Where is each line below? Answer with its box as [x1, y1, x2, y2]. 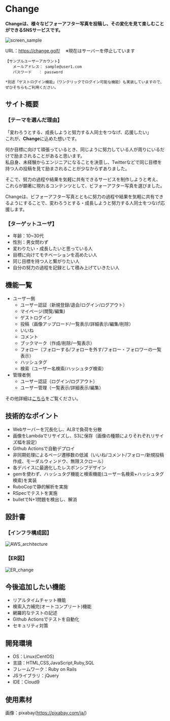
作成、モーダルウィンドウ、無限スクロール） [12, 458, 107, 464]
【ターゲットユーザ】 [5, 220, 57, 227]
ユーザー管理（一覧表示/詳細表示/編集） [20, 384, 104, 390]
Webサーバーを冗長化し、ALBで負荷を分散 [12, 426, 103, 432]
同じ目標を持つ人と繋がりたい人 [12, 258, 80, 264]
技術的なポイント [5, 412, 59, 420]
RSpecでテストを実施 [12, 490, 58, 496]
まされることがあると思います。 [18, 152, 85, 158]
